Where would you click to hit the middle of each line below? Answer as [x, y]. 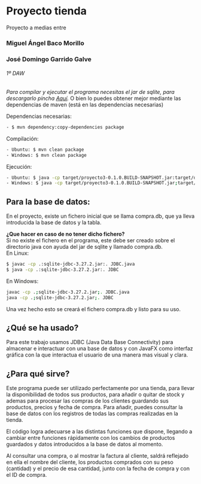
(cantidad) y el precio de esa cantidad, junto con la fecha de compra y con [98, 468]
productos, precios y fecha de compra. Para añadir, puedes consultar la [95, 407]
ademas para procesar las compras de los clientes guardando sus [87, 401]
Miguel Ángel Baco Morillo [45, 43]
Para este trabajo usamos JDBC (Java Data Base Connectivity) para [90, 342]
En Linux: [18, 253]
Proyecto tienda [46, 11]
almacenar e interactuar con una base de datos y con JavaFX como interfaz [100, 349]
